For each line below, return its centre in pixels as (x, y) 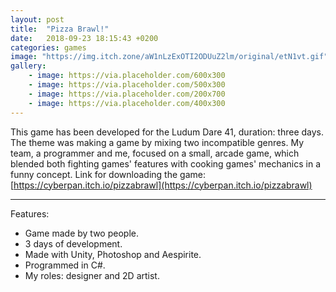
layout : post (37, 19)
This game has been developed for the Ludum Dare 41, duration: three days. (167, 132)
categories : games (48, 47)
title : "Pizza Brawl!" (60, 29)
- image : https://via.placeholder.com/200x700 (127, 94)
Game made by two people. (81, 233)
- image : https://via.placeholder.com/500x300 (127, 85)
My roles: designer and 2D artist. (92, 275)
